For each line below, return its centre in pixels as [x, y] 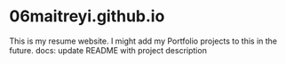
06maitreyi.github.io [87, 16]
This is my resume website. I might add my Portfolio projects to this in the [143, 41]
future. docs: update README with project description [108, 50]
